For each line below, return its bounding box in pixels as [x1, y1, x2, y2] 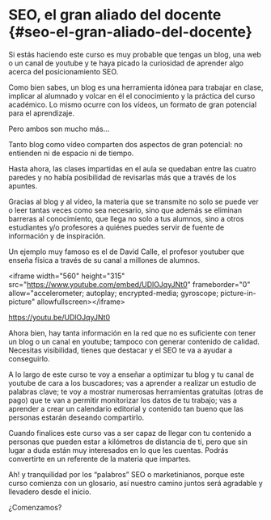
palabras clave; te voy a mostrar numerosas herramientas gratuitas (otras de [8, 387, 264, 396]
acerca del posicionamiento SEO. [8, 66, 119, 76]
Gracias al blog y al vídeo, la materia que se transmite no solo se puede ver [8, 197, 259, 206]
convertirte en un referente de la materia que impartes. [8, 454, 192, 463]
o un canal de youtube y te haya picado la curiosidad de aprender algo [8, 58, 244, 68]
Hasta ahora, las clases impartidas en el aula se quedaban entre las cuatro [8, 163, 256, 173]
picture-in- [220, 288, 256, 298]
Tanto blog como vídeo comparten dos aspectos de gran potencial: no [8, 139, 243, 149]
